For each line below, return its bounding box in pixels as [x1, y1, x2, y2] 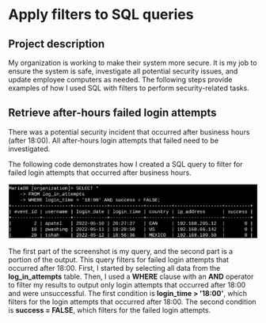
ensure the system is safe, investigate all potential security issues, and [8, 66, 238, 76]
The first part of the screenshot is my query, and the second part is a [8, 246, 234, 256]
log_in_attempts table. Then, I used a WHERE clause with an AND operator [8, 272, 254, 281]
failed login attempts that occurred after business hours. [8, 168, 192, 177]
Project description [8, 37, 105, 51]
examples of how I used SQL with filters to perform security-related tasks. [8, 83, 249, 93]
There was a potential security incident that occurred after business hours [8, 127, 250, 136]
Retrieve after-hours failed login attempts [8, 106, 217, 120]
